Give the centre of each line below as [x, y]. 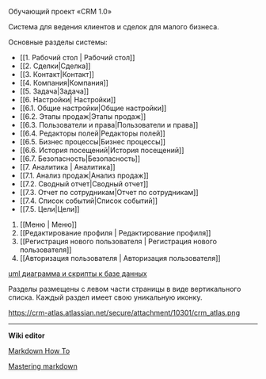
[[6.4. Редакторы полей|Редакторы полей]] [93, 133]
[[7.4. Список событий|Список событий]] [89, 201]
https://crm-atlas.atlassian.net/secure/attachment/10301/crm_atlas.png [124, 313]
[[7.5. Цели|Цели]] [49, 209]
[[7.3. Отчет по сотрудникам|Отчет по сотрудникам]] [109, 192]
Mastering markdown [43, 366]
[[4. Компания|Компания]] [64, 83]
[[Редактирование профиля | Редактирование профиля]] [115, 233]
